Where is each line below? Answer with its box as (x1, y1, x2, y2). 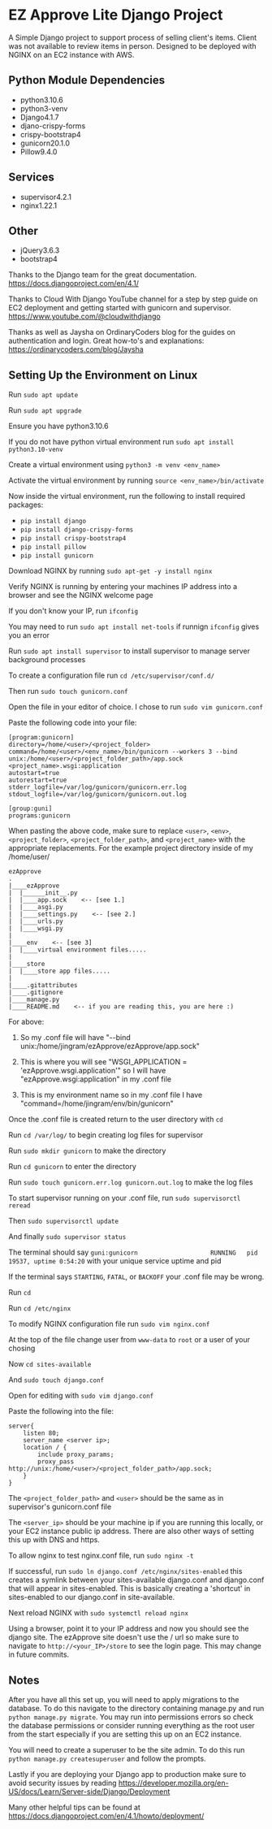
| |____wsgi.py (8, 925, 63, 933)
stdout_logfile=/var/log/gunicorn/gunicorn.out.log (8, 791, 187, 799)
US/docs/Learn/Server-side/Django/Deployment (8, 1787, 171, 1796)
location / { (23, 1444, 67, 1452)
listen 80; (23, 1429, 60, 1437)
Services (8, 171, 55, 184)
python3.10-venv (8, 445, 63, 454)
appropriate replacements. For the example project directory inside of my (8, 843, 253, 853)
